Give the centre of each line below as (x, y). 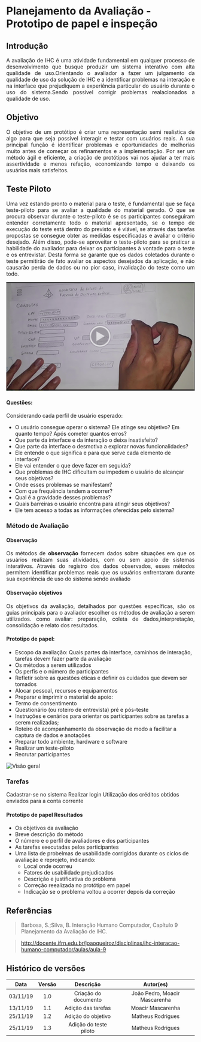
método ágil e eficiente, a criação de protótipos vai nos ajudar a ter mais (100, 157)
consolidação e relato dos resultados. (52, 625)
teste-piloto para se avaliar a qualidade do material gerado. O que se (100, 210)
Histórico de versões (46, 968)
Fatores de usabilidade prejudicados (68, 873)
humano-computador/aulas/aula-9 (63, 950)
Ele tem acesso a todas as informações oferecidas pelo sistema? (95, 510)
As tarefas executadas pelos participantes (67, 847)
